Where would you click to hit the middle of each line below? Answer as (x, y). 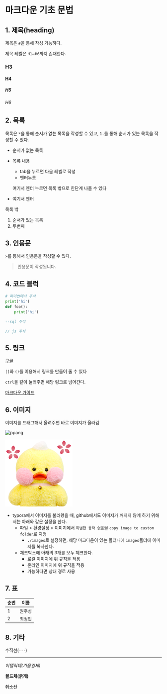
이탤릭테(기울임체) (23, 666)
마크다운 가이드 (20, 393)
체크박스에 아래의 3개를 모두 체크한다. (56, 553)
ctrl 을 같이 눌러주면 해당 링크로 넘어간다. (45, 382)
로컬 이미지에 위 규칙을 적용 (54, 559)
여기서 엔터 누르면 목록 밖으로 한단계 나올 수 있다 (59, 188)
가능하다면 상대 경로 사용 (51, 571)
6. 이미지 (18, 410)
